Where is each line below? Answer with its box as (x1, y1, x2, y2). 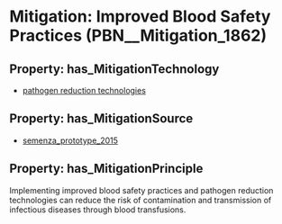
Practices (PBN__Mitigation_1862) (9, 25, 268, 46)
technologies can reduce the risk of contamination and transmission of (9, 194, 272, 205)
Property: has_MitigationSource (9, 111, 194, 127)
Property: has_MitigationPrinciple (9, 161, 204, 176)
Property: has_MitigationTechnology (9, 61, 220, 76)
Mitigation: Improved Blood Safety (9, 6, 271, 27)
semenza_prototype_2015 (22, 135, 119, 146)
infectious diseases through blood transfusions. (9, 204, 186, 215)
